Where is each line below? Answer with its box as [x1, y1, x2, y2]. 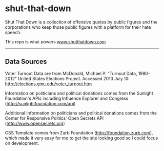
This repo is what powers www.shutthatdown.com [5, 38, 106, 44]
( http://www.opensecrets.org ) [5, 120, 65, 126]
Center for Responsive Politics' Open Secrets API [5, 115, 104, 121]
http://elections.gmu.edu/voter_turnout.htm [5, 81, 92, 87]
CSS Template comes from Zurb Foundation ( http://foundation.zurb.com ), [5, 130, 153, 135]
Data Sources [5, 57, 47, 66]
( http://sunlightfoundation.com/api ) [5, 100, 76, 106]
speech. [5, 29, 21, 35]
